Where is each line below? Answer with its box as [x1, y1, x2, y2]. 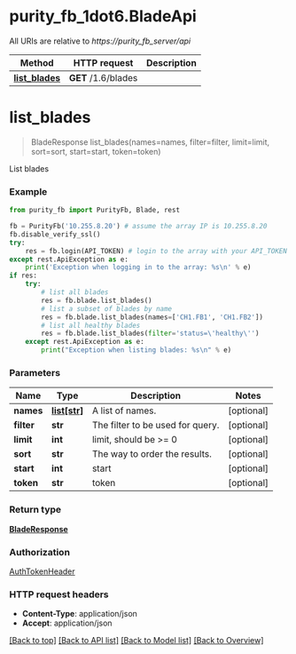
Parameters [9, 366, 60, 379]
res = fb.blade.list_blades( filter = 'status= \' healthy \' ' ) [41, 329, 260, 339]
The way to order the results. [91, 448, 213, 460]
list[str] [51, 404, 84, 417]
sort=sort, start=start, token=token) [30, 146, 161, 156]
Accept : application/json [21, 618, 113, 628]
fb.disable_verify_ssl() [9, 229, 101, 239]
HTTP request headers [9, 588, 109, 601]
